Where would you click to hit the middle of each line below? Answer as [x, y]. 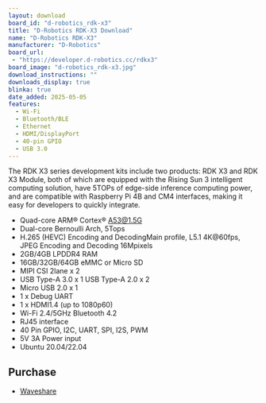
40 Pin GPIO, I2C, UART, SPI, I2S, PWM [84, 330]
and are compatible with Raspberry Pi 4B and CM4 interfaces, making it [125, 196]
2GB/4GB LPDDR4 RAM [58, 254]
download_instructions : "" [53, 75]
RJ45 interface [44, 322]
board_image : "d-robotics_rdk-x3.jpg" [72, 68]
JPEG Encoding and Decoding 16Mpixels [86, 246]
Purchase [33, 372]
